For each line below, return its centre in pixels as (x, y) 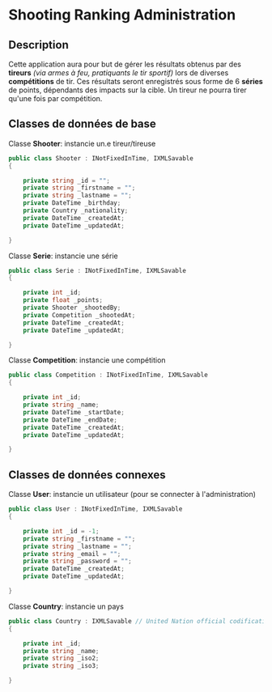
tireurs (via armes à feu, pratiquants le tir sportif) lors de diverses (119, 73)
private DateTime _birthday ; (72, 203)
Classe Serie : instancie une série (64, 256)
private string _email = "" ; (72, 554)
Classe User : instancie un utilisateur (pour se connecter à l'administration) (132, 495)
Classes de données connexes (87, 475)
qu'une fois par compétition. (55, 98)
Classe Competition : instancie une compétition (87, 360)
